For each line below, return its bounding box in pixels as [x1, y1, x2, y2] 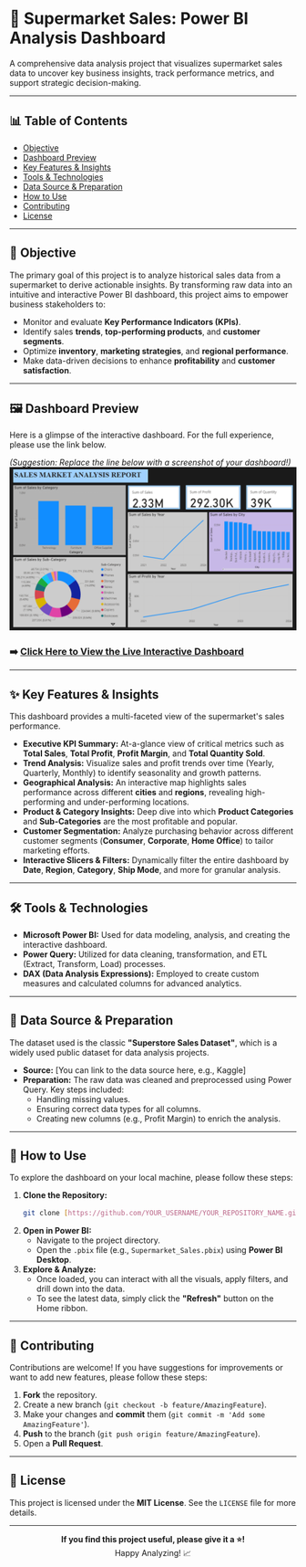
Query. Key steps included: [22, 1084, 125, 1095]
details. [9, 1507, 37, 1518]
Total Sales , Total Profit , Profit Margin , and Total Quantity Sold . [22, 748, 266, 759]
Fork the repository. [22, 1390, 97, 1401]
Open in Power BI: [22, 1225, 92, 1236]
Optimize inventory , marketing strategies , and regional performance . [22, 345, 289, 356]
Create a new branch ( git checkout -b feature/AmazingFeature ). [22, 1399, 267, 1410]
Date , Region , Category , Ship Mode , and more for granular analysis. [22, 864, 280, 875]
